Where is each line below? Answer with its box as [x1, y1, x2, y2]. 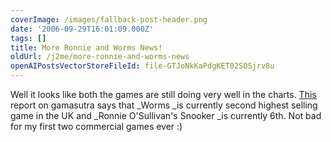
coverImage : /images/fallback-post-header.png [10, 14, 208, 25]
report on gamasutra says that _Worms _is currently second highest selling [10, 99, 318, 111]
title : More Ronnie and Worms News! [10, 42, 163, 53]
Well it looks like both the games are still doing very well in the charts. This [10, 89, 317, 100]
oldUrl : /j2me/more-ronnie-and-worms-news [10, 52, 190, 62]
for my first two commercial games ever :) [10, 121, 183, 132]
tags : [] [10, 33, 47, 43]
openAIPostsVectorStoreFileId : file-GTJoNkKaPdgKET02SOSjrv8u [10, 61, 275, 71]
